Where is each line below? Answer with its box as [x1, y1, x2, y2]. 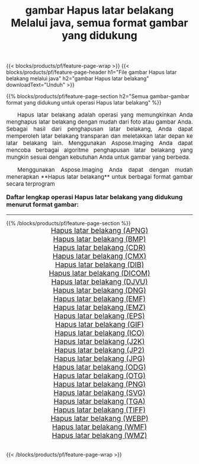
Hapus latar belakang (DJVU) [51, 277, 148, 286]
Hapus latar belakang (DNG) [53, 286, 146, 295]
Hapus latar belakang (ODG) [53, 362, 146, 372]
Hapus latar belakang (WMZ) [52, 431, 147, 440]
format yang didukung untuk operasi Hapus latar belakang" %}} [6, 99, 162, 106]
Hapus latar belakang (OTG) [53, 371, 146, 380]
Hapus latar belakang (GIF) [55, 320, 144, 329]
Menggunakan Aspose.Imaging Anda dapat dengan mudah [17, 166, 193, 174]
